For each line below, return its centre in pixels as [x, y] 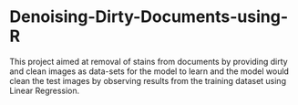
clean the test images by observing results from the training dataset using [148, 80]
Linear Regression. [45, 90]
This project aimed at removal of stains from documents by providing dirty [149, 61]
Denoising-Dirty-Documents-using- [149, 17]
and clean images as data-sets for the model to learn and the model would [149, 71]
